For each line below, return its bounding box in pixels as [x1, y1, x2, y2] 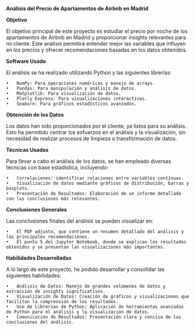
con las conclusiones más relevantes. [6, 196, 100, 202]
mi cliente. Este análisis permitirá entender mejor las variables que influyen [6, 40, 186, 47]
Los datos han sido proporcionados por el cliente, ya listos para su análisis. [6, 123, 187, 130]
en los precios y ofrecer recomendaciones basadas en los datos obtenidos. [6, 46, 187, 53]
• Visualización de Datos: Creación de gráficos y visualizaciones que [6, 294, 190, 300]
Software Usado [6, 58, 46, 64]
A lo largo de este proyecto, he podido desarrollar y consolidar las [6, 266, 165, 273]
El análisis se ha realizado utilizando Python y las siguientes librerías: [6, 69, 172, 76]
